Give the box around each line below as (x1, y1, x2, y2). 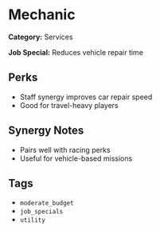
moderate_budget (19, 199, 74, 207)
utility (19, 216, 45, 225)
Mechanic (8, 6, 76, 24)
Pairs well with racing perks (19, 145, 111, 154)
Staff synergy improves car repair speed (19, 92, 153, 102)
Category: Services (8, 32, 73, 42)
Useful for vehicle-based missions (19, 154, 133, 163)
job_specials (19, 208, 64, 216)
